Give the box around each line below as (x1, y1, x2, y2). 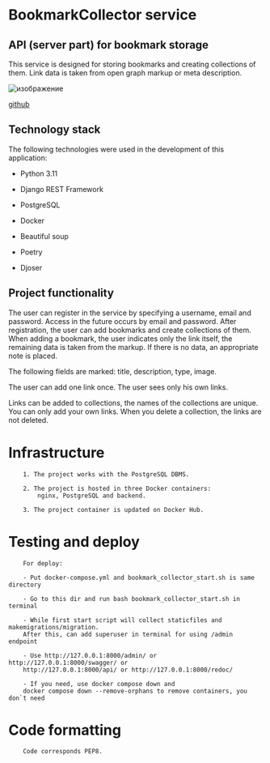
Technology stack (8, 123, 101, 137)
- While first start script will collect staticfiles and (23, 616, 222, 624)
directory (8, 581, 42, 589)
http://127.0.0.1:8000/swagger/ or (8, 659, 129, 667)
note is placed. (8, 351, 58, 360)
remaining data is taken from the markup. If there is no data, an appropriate (8, 342, 259, 352)
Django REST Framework (19, 184, 103, 194)
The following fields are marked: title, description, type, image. (8, 366, 217, 376)
